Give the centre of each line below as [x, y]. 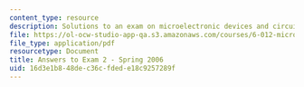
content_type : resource [54, 18]
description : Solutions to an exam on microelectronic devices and [139, 26]
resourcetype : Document [54, 52]
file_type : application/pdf [62, 43]
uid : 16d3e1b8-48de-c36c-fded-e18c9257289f [93, 69]
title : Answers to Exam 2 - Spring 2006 [87, 60]
